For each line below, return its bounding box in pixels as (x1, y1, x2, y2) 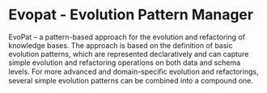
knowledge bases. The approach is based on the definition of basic (8, 40, 233, 50)
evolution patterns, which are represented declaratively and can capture (8, 49, 249, 59)
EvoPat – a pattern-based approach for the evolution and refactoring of (8, 32, 245, 42)
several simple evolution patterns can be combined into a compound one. (8, 75, 253, 85)
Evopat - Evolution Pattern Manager (8, 6, 253, 24)
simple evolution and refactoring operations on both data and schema (8, 58, 241, 67)
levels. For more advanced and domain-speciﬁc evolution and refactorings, (8, 67, 259, 76)
